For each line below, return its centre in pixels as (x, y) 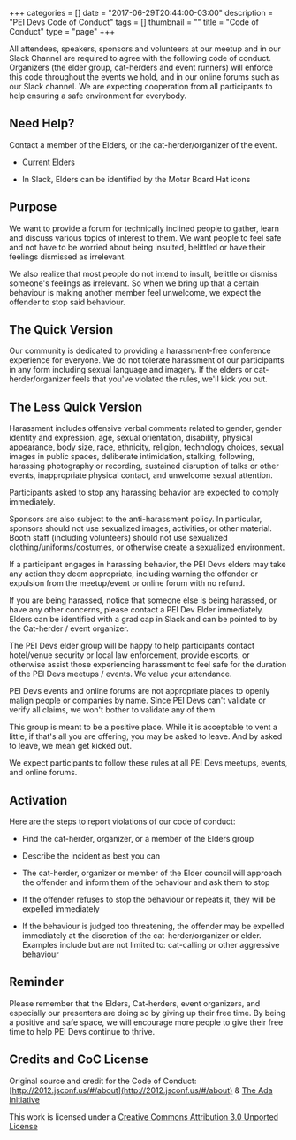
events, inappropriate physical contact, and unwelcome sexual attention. (141, 475)
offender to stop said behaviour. (67, 302)
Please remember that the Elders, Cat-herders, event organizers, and (135, 1003)
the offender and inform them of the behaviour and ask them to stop (146, 882)
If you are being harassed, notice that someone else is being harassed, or (143, 600)
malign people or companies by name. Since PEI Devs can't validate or (138, 701)
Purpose (33, 207)
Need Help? (42, 123)
